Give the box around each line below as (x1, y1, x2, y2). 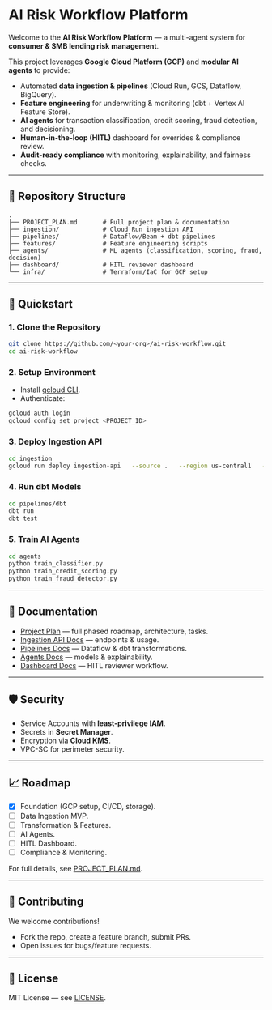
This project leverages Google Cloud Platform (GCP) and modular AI (8, 57, 239, 66)
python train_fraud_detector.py (8, 575, 117, 583)
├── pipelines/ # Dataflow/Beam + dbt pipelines (8, 232, 216, 241)
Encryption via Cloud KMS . (19, 735, 111, 745)
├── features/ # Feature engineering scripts (8, 239, 208, 248)
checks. (19, 158, 47, 168)
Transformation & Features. (19, 820, 112, 829)
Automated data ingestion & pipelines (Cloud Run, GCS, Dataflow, (19, 81, 242, 91)
